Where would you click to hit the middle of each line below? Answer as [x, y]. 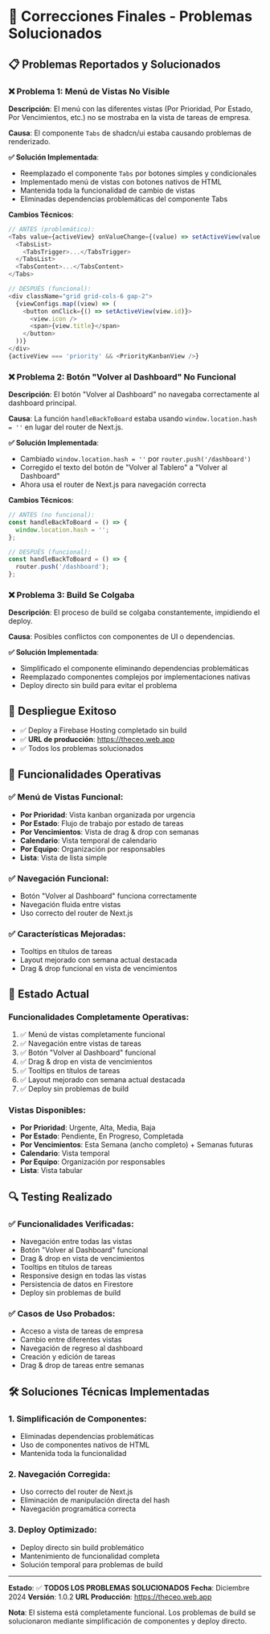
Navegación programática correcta [78, 1509]
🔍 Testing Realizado [60, 1197]
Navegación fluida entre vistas [70, 905]
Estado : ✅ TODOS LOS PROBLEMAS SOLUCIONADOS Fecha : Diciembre [129, 1587]
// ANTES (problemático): [51, 229]
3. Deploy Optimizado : [53, 1530]
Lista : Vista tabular [51, 1171]
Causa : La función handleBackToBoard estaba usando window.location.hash [133, 419]
